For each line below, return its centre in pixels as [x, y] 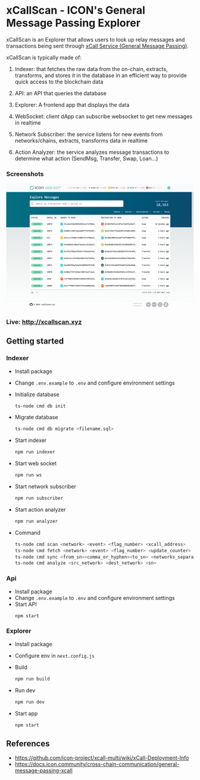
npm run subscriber [39, 499]
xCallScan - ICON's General [76, 10]
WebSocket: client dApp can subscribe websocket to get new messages [104, 116]
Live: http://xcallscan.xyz [44, 321]
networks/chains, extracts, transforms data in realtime [81, 140]
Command [27, 533]
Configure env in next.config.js [55, 655]
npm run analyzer [36, 521]
